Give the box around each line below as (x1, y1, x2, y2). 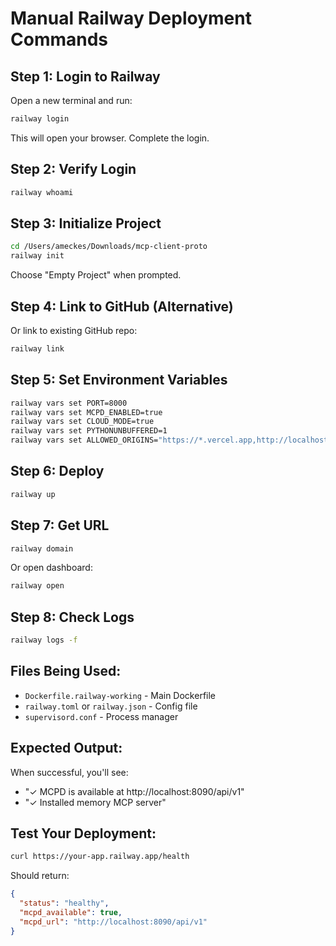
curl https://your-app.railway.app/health (10, 852, 190, 862)
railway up (10, 489, 56, 499)
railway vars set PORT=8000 (10, 398, 128, 408)
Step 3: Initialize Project (10, 215, 162, 232)
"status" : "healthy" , (19, 898, 110, 909)
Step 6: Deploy (10, 463, 105, 480)
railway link (10, 343, 65, 354)
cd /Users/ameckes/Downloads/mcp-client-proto (10, 242, 208, 252)
